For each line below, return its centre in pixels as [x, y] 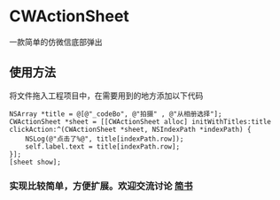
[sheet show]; [35, 162]
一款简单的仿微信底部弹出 [56, 42]
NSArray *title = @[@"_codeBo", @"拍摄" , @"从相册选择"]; [116, 114]
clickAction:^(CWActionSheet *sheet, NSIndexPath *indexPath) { [130, 129]
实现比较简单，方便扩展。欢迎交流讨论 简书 [101, 186]
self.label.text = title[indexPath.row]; [102, 146]
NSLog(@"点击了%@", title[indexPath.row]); [105, 139]
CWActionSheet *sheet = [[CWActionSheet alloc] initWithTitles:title [140, 121]
